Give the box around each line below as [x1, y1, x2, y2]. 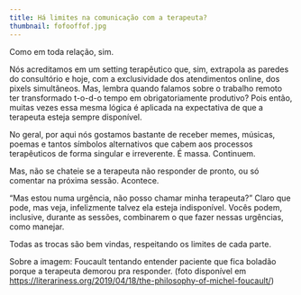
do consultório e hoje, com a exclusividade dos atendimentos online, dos [9, 73, 280, 84]
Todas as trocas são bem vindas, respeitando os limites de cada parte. [9, 238, 272, 249]
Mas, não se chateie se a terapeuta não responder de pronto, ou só [9, 165, 260, 176]
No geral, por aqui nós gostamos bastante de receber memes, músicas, [9, 129, 276, 139]
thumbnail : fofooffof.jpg [9, 22, 106, 31]
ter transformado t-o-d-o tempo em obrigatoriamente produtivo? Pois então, [9, 92, 293, 103]
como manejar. [9, 221, 65, 232]
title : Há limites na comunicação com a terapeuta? [9, 13, 207, 22]
